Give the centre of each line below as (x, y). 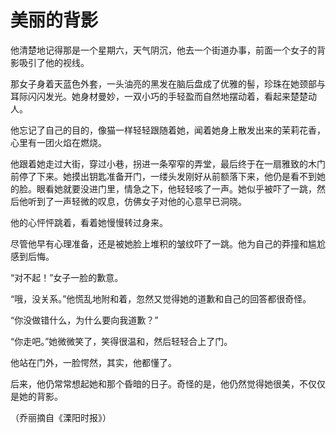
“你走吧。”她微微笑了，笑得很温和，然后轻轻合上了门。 (121, 341)
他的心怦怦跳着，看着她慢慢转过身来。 (89, 222)
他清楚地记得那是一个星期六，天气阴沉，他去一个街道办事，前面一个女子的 (163, 50)
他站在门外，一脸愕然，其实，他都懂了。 (93, 362)
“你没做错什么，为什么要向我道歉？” (84, 320)
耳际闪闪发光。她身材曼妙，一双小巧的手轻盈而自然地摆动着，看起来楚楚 (159, 96)
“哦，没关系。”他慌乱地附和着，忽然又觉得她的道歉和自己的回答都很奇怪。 (161, 298)
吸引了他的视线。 (54, 62)
